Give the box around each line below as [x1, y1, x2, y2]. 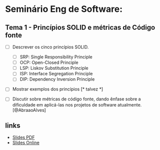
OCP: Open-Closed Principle [19, 59, 79, 65]
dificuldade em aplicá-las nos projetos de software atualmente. [12, 101, 142, 107]
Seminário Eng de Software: [5, 3, 123, 15]
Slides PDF [12, 135, 35, 141]
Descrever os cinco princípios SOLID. [12, 44, 89, 50]
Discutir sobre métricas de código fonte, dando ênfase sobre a [12, 96, 141, 102]
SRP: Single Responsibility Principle [19, 54, 93, 60]
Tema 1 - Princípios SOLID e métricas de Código [5, 23, 156, 32]
